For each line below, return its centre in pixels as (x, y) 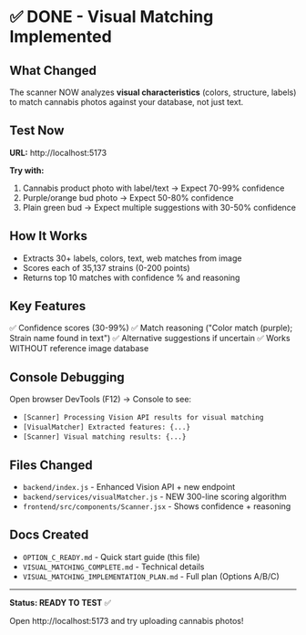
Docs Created (49, 535)
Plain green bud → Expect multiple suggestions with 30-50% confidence (159, 207)
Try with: (27, 170)
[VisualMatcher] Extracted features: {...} (107, 427)
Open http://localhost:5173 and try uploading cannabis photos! (127, 620)
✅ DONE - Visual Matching (112, 17)
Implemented (61, 37)
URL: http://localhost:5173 (58, 152)
